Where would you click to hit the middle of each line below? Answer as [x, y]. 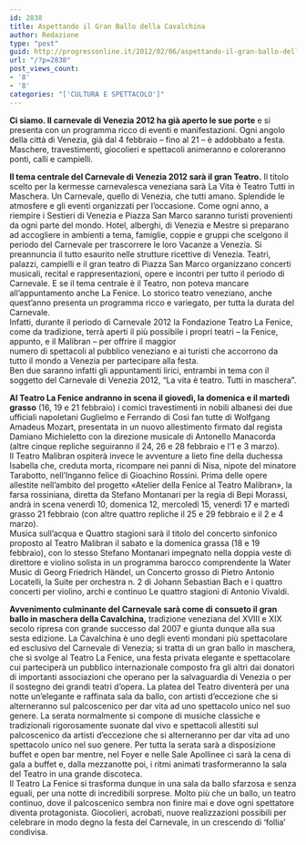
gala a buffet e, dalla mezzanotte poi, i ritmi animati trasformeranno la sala [148, 764]
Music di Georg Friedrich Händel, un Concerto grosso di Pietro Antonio [142, 572]
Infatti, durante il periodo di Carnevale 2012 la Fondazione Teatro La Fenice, [151, 322]
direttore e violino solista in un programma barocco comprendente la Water [150, 562]
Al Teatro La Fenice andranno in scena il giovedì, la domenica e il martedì [149, 397]
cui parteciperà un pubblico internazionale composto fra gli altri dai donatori [152, 667]
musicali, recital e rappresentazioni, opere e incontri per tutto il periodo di [147, 273]
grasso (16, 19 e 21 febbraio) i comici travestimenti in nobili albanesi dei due [151, 407]
